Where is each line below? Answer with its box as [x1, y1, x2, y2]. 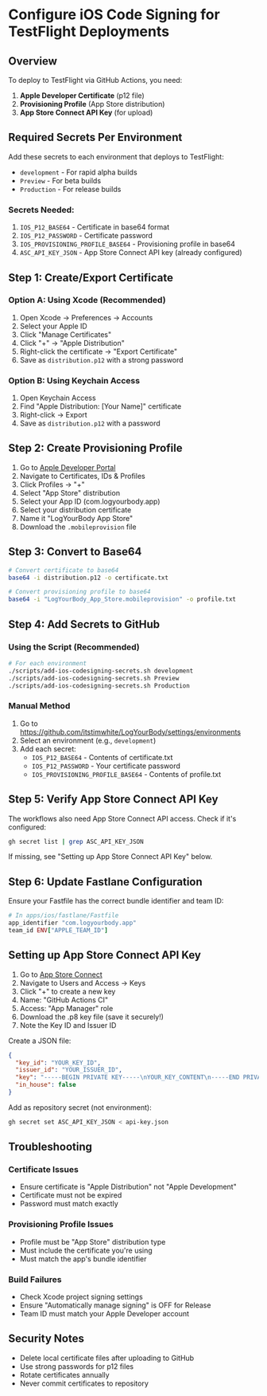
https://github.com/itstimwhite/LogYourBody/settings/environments [19, 727, 241, 736]
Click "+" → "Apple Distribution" [19, 338, 125, 347]
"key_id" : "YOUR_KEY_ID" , [15, 1058, 102, 1067]
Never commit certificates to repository [19, 1378, 149, 1388]
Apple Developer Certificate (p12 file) [19, 91, 145, 100]
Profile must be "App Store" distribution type [19, 1237, 166, 1246]
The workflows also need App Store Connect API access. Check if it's [8, 814, 237, 823]
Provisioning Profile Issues [8, 1219, 114, 1230]
